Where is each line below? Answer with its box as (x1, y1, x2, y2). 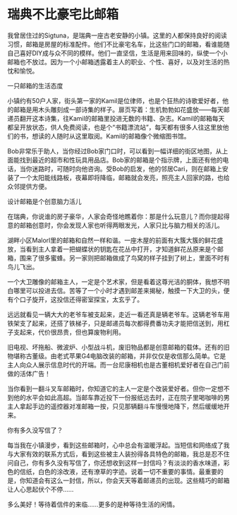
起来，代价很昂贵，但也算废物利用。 (19, 328, 125, 336)
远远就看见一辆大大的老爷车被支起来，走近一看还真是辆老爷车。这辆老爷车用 (7, 310, 230, 319)
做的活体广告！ (7, 369, 51, 378)
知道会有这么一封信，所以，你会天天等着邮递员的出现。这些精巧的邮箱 (25, 476, 230, 485)
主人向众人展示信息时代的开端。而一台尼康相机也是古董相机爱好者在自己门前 (7, 360, 230, 369)
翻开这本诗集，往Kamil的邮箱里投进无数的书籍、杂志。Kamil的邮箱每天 (19, 114, 225, 122)
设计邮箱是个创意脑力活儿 (7, 197, 82, 206)
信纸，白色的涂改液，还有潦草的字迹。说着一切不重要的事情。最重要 (19, 467, 217, 475)
